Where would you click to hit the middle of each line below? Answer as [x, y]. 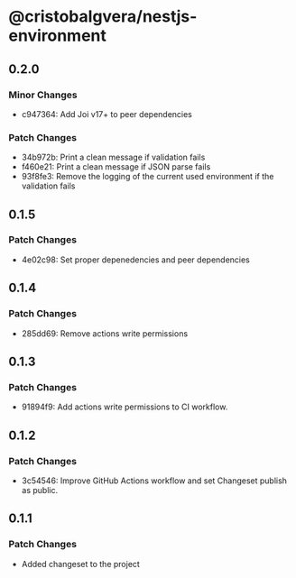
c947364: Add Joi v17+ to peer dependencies [107, 114]
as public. [40, 490]
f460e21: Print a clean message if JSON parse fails [116, 167]
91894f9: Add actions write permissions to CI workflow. [125, 407]
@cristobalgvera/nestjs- [103, 17]
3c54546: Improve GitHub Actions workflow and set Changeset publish [154, 481]
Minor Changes [43, 95]
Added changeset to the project [81, 564]
